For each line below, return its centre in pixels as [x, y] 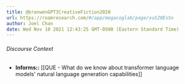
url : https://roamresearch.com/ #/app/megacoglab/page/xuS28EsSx [90, 18]
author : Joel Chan [30, 23]
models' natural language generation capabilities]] [79, 74]
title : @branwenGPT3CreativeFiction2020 [59, 12]
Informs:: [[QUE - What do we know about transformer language [97, 67]
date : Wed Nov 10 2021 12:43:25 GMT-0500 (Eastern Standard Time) [93, 29]
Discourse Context [30, 48]
